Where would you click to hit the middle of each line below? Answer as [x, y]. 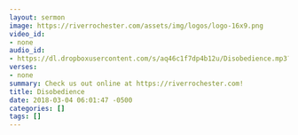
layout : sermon [37, 17]
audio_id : [27, 51]
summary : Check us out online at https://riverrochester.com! [126, 83]
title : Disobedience [47, 91]
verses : [24, 67]
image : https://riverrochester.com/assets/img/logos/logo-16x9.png [137, 26]
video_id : [27, 34]
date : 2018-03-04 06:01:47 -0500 [71, 100]
